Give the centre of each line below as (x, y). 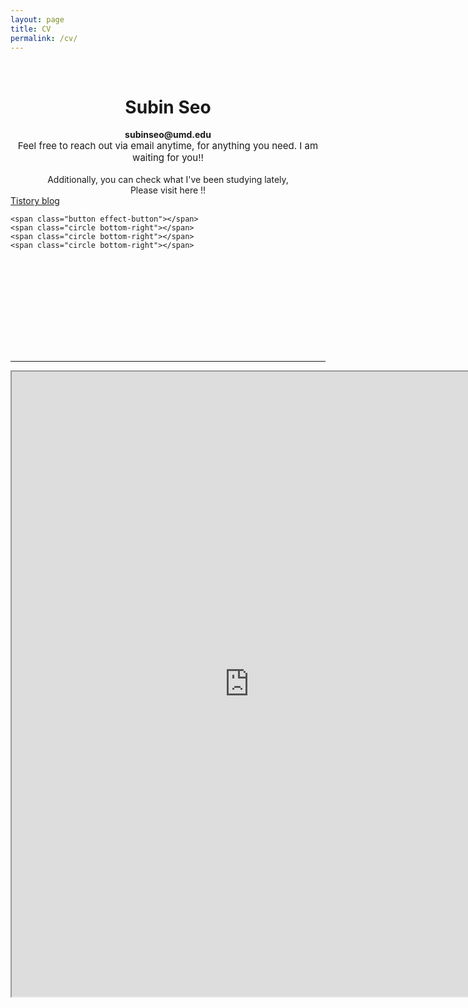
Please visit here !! (168, 190)
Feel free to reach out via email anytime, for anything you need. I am (168, 146)
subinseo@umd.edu (168, 135)
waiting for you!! (168, 158)
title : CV (31, 29)
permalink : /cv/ (44, 38)
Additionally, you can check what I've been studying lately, (168, 180)
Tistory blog (35, 201)
